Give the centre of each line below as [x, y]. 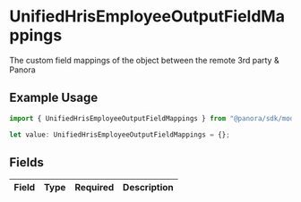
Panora [22, 70]
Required [95, 188]
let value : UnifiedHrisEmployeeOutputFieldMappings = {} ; [120, 135]
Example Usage [54, 98]
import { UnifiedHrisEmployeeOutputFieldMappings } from [118, 118]
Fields [27, 162]
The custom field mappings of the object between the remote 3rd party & [144, 60]
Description [148, 188]
